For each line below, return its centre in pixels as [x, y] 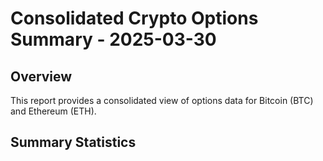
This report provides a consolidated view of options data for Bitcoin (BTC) [162, 100]
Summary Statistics [73, 142]
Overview [41, 76]
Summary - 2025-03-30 [113, 39]
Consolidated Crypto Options [134, 18]
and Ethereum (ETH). [53, 111]
